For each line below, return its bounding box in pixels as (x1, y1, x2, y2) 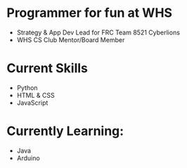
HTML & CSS (16, 91, 55, 99)
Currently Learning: (6, 123, 124, 139)
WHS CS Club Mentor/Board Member (16, 35, 125, 44)
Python (16, 83, 38, 92)
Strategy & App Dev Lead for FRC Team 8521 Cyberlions (16, 28, 181, 37)
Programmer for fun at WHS (6, 5, 173, 21)
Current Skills (6, 60, 89, 77)
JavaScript (16, 98, 49, 107)
